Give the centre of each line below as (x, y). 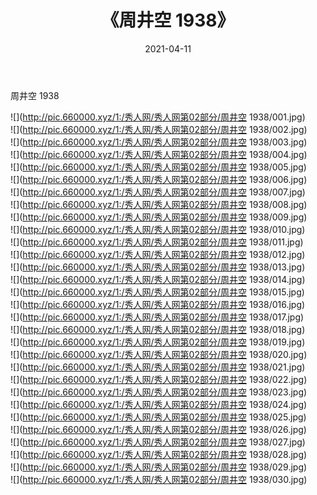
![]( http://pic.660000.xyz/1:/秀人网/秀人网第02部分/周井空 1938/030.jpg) (159, 479)
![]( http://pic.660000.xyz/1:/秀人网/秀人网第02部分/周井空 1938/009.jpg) (159, 217)
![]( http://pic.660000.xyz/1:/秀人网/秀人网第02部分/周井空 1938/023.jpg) (159, 392)
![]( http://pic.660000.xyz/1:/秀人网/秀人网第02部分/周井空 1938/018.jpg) (158, 329)
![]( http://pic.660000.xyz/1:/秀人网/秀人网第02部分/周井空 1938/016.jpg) (158, 304)
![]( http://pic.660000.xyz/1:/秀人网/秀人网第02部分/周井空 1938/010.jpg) (158, 229)
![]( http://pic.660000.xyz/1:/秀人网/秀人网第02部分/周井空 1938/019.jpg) (158, 342)
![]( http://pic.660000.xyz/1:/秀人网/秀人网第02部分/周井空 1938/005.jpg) (158, 167)
